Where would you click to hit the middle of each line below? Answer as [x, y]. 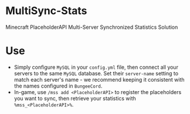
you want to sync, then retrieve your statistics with [75, 98]
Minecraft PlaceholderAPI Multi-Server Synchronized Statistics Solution [92, 27]
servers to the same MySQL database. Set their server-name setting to [96, 73]
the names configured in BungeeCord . [58, 86]
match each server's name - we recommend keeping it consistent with [99, 79]
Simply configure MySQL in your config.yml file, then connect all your [96, 67]
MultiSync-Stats [46, 11]
